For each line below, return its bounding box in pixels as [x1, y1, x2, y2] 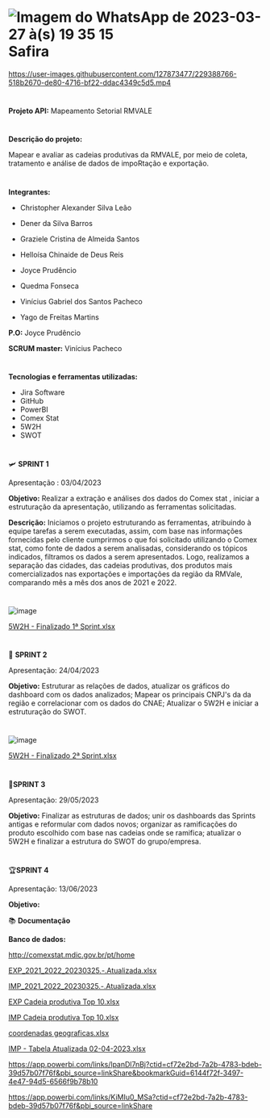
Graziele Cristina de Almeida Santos [19, 234, 139, 244]
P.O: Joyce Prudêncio [8, 328, 81, 337]
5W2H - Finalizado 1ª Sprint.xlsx [8, 622, 115, 631]
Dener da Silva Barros [19, 218, 93, 228]
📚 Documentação [8, 915, 71, 925]
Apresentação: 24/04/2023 [8, 666, 100, 676]
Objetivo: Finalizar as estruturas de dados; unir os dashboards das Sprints [8, 810, 256, 820]
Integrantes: [8, 186, 51, 197]
